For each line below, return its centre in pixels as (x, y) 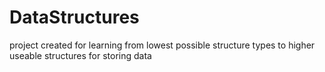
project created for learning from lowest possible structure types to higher (162, 45)
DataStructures (74, 17)
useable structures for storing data (80, 55)
